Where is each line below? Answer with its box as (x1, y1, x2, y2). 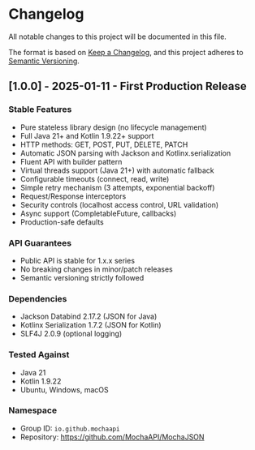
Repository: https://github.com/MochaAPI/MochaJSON (19, 431, 205, 442)
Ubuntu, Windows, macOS (19, 384, 109, 394)
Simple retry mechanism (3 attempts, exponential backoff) (19, 182, 215, 192)
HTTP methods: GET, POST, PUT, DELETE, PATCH (19, 139, 188, 149)
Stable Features (8, 104, 72, 115)
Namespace (8, 405, 58, 416)
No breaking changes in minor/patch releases (19, 264, 173, 274)
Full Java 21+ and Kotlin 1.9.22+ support (19, 131, 154, 140)
